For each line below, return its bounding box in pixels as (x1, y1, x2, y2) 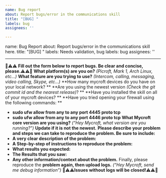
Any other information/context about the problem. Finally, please (12, 157, 148, 163)
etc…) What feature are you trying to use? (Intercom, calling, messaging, (5, 74, 156, 80)
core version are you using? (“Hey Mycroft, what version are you (12, 120, 146, 126)
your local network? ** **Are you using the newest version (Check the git (5, 84, 156, 90)
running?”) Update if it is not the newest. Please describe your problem (12, 125, 161, 131)
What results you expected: (12, 146, 71, 152)
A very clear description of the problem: (12, 135, 96, 141)
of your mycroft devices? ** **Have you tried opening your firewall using (5, 94, 155, 100)
